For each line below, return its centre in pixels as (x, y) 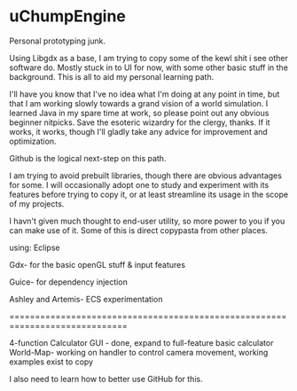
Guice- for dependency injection (69, 282)
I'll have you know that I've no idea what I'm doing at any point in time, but (145, 94)
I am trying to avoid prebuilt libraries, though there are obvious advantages (145, 176)
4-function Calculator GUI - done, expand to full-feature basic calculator (141, 342)
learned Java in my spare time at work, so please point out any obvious (139, 113)
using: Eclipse (35, 247)
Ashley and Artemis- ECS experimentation (86, 299)
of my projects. (37, 203)
